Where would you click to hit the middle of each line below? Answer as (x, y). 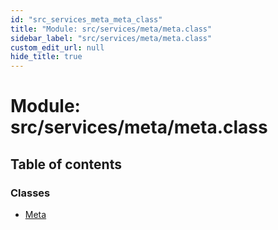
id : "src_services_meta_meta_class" (86, 19)
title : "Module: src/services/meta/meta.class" (111, 29)
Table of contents (66, 164)
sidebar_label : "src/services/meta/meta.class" (111, 38)
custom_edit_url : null (57, 47)
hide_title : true (46, 57)
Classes (30, 193)
